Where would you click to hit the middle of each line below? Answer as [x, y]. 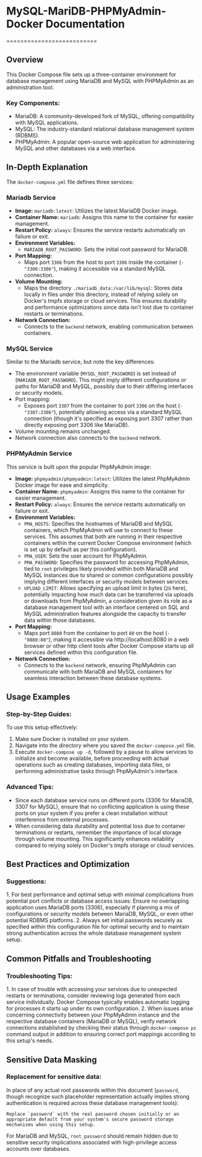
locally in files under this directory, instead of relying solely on [101, 294]
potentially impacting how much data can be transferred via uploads [109, 594]
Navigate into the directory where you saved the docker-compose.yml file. [105, 745]
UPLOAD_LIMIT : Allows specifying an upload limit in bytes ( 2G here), [106, 588]
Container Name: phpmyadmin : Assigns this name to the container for [100, 491]
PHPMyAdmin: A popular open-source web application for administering [105, 142]
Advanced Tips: [30, 787]
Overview [25, 60]
